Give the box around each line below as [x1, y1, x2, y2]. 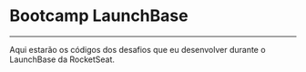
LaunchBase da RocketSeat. [9, 54, 116, 65]
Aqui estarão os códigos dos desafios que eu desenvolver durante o [9, 44, 266, 55]
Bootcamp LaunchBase [9, 5, 189, 26]
